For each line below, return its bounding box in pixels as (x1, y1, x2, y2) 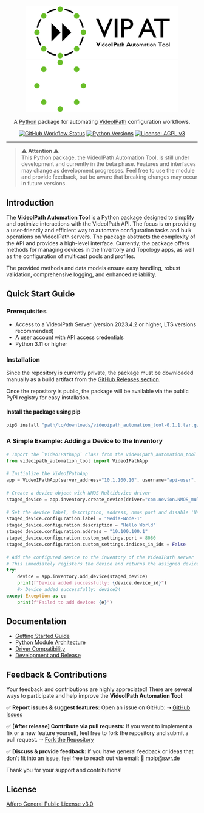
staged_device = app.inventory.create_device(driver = (6, 496, 146, 503)
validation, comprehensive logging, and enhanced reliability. (6, 271, 157, 278)
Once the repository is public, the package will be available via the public (6, 387, 189, 395)
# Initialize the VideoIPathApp (6, 471, 88, 477)
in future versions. (21, 180, 67, 187)
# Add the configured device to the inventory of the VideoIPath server (6, 554, 194, 561)
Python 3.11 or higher (15, 340, 68, 347)
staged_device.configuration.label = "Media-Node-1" (6, 515, 143, 522)
